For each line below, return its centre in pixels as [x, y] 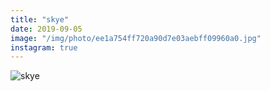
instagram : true [44, 47]
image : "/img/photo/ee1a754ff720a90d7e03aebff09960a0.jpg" [136, 38]
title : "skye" [40, 19]
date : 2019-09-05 [46, 29]
